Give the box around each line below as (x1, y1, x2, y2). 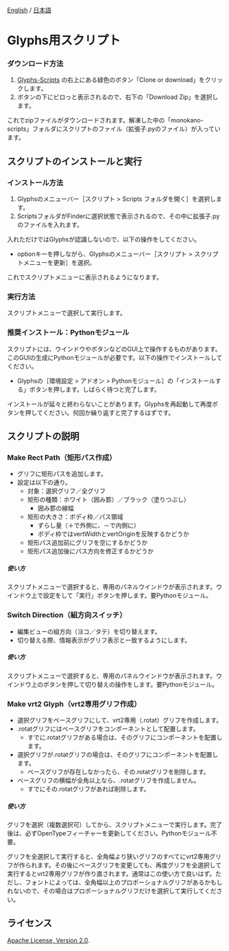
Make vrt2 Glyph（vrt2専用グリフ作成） (7, 699, 141, 709)
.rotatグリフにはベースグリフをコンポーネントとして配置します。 (16, 725, 200, 733)
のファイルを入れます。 (16, 221, 84, 229)
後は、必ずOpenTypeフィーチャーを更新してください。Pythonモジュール (7, 829, 211, 837)
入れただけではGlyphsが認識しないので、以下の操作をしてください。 (7, 235, 201, 244)
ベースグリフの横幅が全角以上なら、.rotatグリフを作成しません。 (16, 776, 200, 784)
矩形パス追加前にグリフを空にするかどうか (27, 539, 148, 547)
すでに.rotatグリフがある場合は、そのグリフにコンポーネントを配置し (27, 733, 223, 741)
